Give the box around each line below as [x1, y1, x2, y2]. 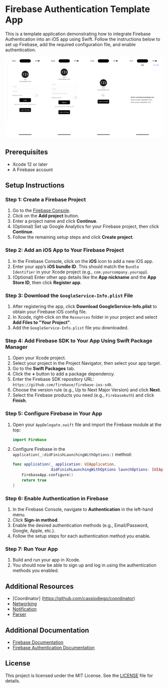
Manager [5, 343, 28, 350]
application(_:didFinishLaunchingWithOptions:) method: [12, 452, 132, 458]
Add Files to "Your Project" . [12, 319, 72, 325]
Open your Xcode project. [12, 355, 66, 361]
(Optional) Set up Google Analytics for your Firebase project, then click [12, 223, 159, 229]
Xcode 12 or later [12, 161, 48, 167]
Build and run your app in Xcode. [12, 557, 81, 563]
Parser [12, 611, 27, 618]
